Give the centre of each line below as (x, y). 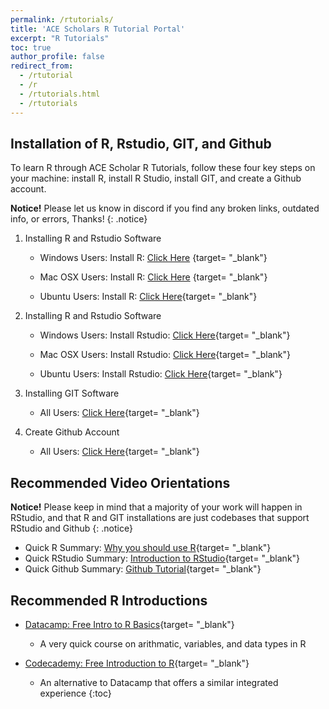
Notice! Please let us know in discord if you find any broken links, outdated (165, 208)
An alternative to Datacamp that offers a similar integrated (159, 682)
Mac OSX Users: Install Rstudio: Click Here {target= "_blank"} (165, 355)
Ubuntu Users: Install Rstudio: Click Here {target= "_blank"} (161, 374)
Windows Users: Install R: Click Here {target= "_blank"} (153, 258)
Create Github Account (72, 432)
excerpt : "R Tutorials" (60, 38)
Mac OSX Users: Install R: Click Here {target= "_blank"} (153, 277)
